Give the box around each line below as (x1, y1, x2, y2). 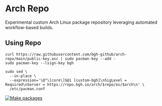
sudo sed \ (5, 69, 28, 74)
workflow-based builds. (5, 24, 53, 30)
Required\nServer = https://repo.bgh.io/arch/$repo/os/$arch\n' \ (5, 82, 145, 87)
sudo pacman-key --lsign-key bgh (5, 60, 74, 66)
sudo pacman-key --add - (65, 56, 116, 61)
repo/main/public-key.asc (5, 56, 58, 61)
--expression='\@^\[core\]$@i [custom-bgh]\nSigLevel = (9, 77, 127, 83)
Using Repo (5, 39, 41, 47)
